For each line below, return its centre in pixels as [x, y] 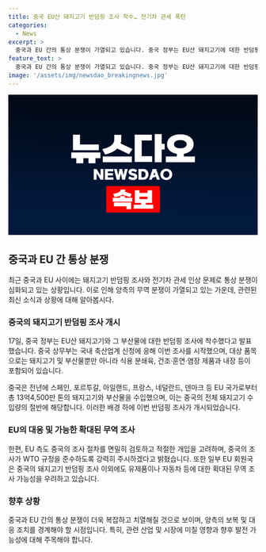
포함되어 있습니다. [36, 371]
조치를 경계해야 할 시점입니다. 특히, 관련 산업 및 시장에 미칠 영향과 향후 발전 [132, 529]
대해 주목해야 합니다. [61, 539]
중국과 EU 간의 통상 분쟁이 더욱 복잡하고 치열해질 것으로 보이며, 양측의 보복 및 [128, 519]
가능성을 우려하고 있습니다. [58, 478]
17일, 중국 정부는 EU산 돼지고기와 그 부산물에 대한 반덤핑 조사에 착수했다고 [123, 341]
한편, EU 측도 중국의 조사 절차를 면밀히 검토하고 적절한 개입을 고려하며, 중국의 [128, 449]
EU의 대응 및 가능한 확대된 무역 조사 [72, 430]
